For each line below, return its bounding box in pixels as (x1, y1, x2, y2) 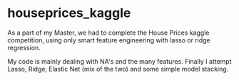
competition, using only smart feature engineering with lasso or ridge (7, 35, 210, 44)
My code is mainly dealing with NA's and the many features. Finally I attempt (7, 57, 232, 65)
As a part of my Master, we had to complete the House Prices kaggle (7, 28, 210, 37)
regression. (7, 43, 41, 52)
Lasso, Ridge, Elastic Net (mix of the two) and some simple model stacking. (7, 64, 229, 73)
